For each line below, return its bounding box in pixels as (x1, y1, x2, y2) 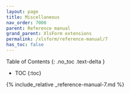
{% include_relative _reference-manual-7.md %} (6, 81, 125, 88)
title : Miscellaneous (6, 14, 60, 20)
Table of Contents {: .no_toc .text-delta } (6, 57, 106, 65)
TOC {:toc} (14, 69, 42, 76)
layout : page (6, 8, 39, 15)
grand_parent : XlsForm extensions (6, 31, 92, 37)
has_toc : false (6, 42, 44, 48)
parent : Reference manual (6, 25, 70, 31)
